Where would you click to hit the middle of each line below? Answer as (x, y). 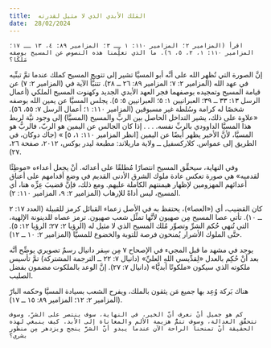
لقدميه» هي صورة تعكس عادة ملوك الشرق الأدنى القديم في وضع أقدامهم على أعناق (134, 176)
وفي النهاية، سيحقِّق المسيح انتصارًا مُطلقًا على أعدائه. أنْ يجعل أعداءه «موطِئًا (124, 167)
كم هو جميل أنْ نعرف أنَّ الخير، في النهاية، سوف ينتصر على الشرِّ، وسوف (126, 314)
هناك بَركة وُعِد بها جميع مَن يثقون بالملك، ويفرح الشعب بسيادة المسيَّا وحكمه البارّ (129, 291)
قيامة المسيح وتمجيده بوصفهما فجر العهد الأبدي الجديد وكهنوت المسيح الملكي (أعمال (135, 91)
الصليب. (21, 275)
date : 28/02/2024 (40, 23)
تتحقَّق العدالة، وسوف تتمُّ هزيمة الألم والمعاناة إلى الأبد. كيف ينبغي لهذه (133, 321)
